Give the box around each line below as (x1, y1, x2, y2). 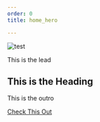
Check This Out (7, 107, 52, 116)
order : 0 (7, 10, 33, 17)
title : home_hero (7, 17, 58, 24)
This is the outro (7, 94, 55, 102)
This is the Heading (7, 75, 94, 87)
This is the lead (7, 55, 51, 63)
